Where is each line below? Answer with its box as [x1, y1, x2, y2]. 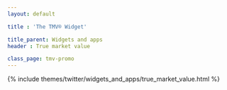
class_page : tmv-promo [7, 55, 74, 62]
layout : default [7, 10, 55, 18]
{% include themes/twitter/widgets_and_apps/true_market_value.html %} [7, 75, 220, 84]
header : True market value [7, 43, 91, 50]
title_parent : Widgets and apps [7, 36, 103, 43]
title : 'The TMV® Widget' [7, 23, 87, 30]
